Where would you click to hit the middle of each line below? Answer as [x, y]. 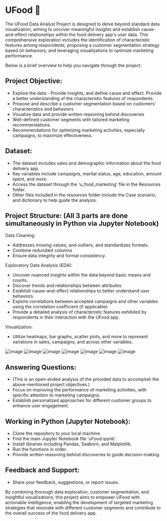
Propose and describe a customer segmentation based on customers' [84, 104]
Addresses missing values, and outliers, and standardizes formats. [81, 245]
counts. [20, 280]
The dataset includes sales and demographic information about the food [86, 163]
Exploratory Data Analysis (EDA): [39, 265]
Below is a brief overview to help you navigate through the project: [74, 65]
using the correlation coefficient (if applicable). [61, 307]
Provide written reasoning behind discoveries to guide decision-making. [86, 455]
